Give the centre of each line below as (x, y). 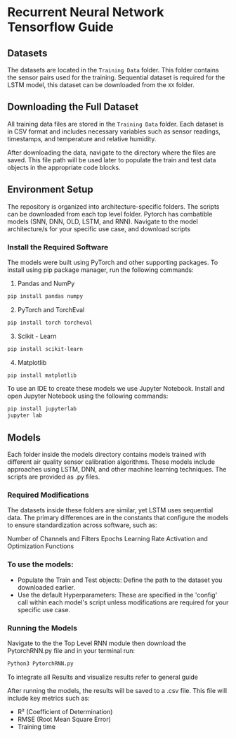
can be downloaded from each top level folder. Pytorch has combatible (110, 214)
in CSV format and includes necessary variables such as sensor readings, (114, 131)
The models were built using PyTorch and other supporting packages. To (113, 262)
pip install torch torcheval (50, 323)
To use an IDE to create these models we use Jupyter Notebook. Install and (116, 389)
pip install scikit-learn (45, 349)
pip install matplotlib (42, 375)
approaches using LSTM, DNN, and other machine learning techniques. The (117, 469)
